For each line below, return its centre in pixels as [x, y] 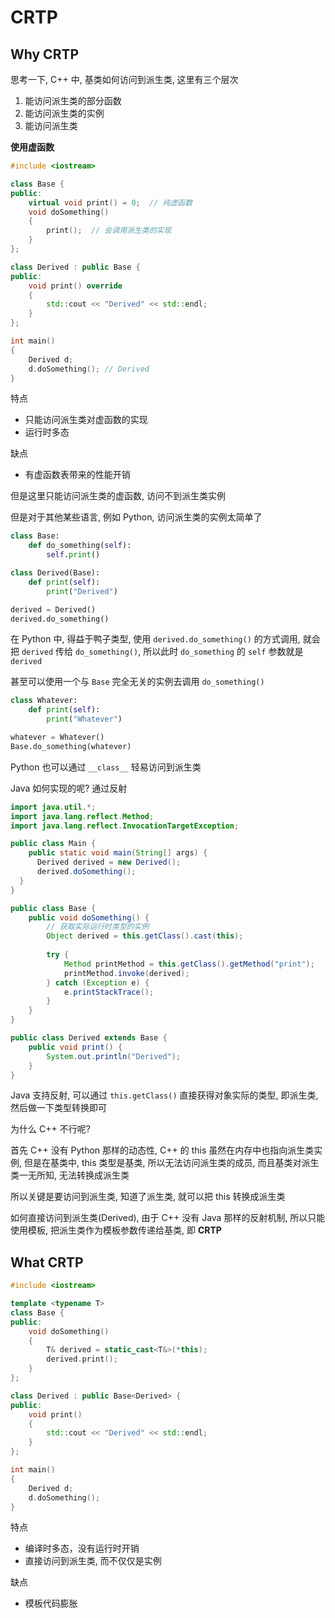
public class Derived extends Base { [89, 1038]
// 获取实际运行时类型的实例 [98, 927]
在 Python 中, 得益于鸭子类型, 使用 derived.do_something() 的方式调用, [155, 639]
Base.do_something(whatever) [71, 746]
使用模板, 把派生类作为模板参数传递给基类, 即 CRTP [116, 1230]
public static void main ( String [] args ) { [118, 853]
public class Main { [53, 844]
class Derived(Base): [55, 573]
